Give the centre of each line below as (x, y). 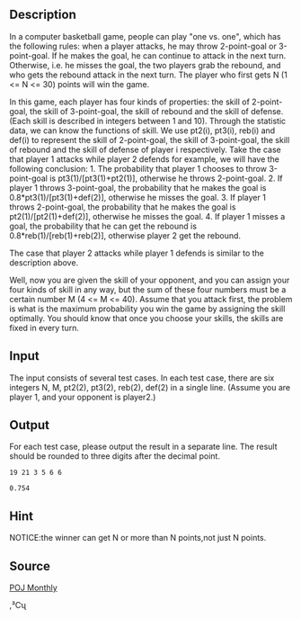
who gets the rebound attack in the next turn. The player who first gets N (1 (148, 75)
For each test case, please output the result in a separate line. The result (143, 447)
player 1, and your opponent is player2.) (83, 397)
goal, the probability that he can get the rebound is (103, 226)
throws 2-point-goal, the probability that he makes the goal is (123, 207)
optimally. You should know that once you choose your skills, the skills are (146, 318)
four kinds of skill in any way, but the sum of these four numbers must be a (148, 289)
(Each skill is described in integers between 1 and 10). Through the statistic (148, 121)
